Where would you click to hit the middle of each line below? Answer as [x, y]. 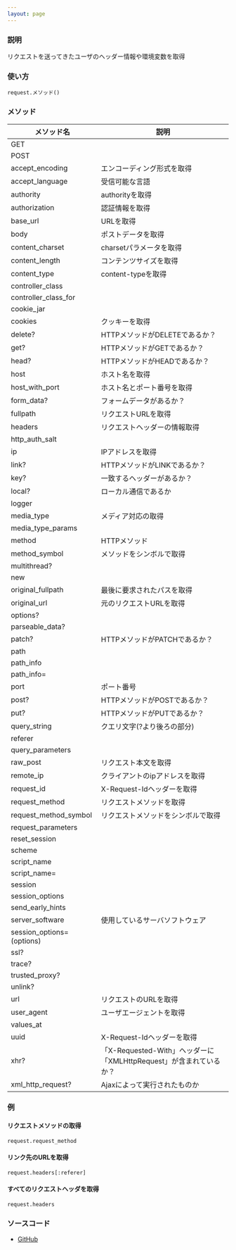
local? [20, 491]
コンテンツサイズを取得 [139, 261]
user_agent [29, 1012]
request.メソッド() [34, 93]
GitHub [28, 1239]
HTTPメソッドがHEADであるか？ [155, 361]
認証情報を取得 [126, 208]
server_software [38, 920]
